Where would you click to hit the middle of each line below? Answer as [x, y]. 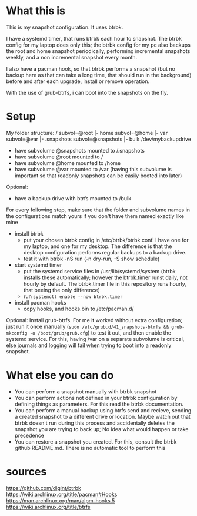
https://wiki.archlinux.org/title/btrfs [48, 507]
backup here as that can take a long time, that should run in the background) [99, 75]
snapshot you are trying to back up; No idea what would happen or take [101, 429]
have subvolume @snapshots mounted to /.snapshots [80, 150]
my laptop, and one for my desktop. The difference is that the [98, 246]
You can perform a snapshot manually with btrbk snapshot [86, 391]
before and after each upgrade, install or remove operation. [78, 81]
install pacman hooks [40, 302]
